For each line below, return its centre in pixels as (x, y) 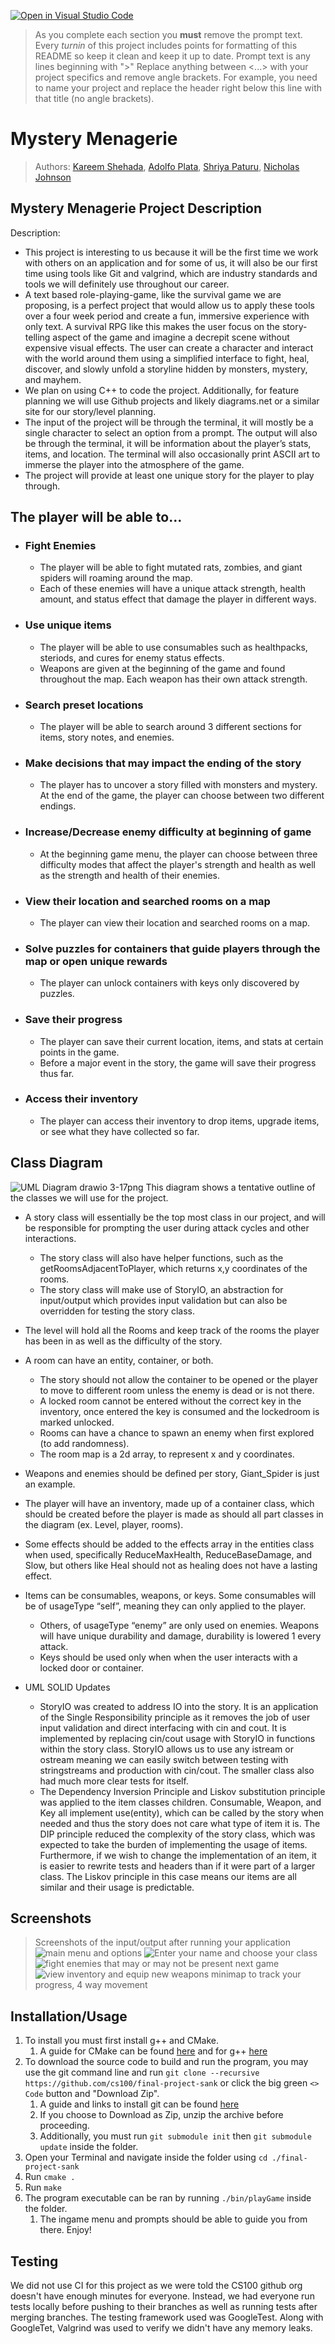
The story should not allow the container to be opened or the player (179, 1379)
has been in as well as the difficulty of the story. (123, 1341)
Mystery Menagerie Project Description (136, 208)
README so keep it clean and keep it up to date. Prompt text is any (172, 56)
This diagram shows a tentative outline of (230, 1187)
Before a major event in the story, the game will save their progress (178, 1062)
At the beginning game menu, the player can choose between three (178, 854)
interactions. (50, 1238)
